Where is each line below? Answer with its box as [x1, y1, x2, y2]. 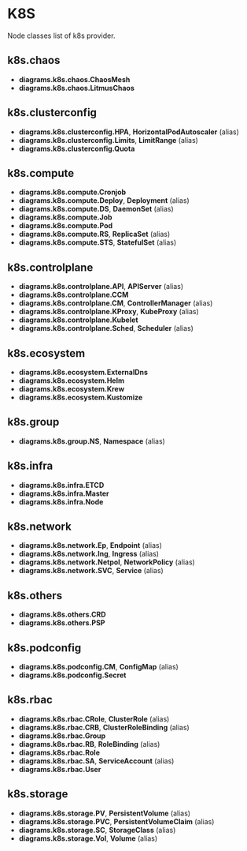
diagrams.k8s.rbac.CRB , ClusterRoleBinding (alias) [18, 722, 190, 732]
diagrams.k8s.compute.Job [18, 212, 112, 222]
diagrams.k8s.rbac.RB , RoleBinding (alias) [18, 739, 160, 748]
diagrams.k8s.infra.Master [18, 489, 109, 498]
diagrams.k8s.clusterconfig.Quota [18, 144, 135, 153]
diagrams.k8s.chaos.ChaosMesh [18, 74, 131, 84]
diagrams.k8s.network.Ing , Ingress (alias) [18, 549, 159, 559]
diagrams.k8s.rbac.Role [18, 748, 100, 757]
